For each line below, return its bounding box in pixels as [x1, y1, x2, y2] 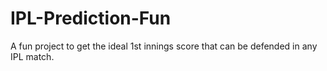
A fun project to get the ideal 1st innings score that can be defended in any [10, 40, 318, 52]
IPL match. [10, 50, 55, 62]
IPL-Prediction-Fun [10, 7, 172, 30]
